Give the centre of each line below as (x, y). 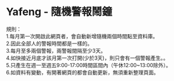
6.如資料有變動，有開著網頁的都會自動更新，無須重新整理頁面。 (83, 72)
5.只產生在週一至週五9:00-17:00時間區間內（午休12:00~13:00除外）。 (88, 65)
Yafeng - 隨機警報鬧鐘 (59, 12)
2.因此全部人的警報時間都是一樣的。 (49, 43)
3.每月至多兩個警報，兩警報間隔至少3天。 (56, 50)
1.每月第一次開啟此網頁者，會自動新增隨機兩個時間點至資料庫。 (82, 36)
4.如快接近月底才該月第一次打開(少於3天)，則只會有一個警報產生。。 (87, 58)
